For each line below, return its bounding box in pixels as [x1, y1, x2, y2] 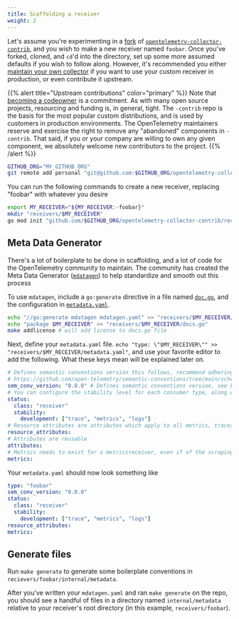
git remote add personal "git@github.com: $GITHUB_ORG [7, 169, 171, 177]
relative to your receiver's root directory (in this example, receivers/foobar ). [7, 604, 230, 613]
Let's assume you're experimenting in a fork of [7, 36, 144, 45]
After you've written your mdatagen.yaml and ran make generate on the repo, [7, 588, 228, 597]
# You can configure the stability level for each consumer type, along [7, 388, 228, 396]
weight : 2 [7, 17, 37, 24]
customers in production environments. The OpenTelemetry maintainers [7, 119, 218, 127]
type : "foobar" [7, 482, 53, 489]
